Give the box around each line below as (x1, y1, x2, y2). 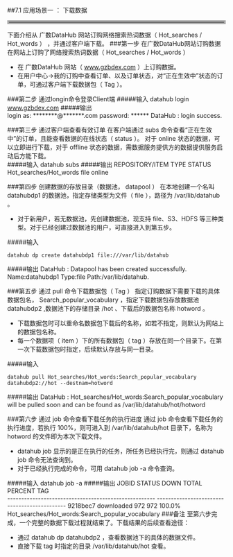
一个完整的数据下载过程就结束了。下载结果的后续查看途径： (19, 519, 189, 526)
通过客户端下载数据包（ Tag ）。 (35, 80, 126, 88)
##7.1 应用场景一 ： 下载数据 (7, 6, 88, 14)
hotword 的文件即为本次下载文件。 (7, 432, 106, 440)
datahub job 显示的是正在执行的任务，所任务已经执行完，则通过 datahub (17, 447, 225, 455)
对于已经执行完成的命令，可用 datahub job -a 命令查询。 (17, 464, 179, 472)
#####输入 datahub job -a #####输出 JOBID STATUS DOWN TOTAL (7, 479, 202, 487)
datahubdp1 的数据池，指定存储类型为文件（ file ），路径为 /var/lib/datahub (7, 191, 221, 199)
